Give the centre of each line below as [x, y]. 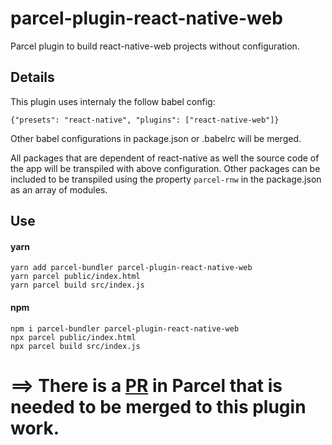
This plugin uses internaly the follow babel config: [113, 101]
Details [32, 77]
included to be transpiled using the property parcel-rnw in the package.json [166, 179]
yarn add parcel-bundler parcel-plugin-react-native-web [131, 268]
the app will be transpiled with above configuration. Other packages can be [165, 168]
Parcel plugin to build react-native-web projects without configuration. [155, 46]
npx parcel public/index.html [73, 337]
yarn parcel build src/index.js [77, 285]
